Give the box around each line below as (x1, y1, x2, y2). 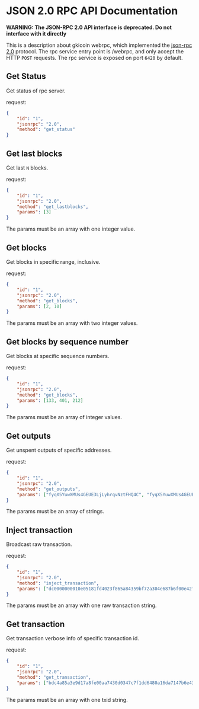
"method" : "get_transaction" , (17, 674, 92, 680)
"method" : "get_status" (17, 126, 76, 133)
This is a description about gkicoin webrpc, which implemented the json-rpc (6, 41, 192, 49)
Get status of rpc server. (6, 87, 66, 94)
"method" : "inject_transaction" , (17, 580, 99, 586)
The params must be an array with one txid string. (6, 696, 129, 703)
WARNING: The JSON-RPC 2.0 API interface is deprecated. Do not (6, 24, 172, 31)
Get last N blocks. (6, 164, 49, 171)
